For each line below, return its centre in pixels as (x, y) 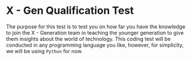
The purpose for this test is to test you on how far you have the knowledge (96, 27)
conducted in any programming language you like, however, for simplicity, (95, 45)
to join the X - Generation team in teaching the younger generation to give (95, 32)
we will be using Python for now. (44, 51)
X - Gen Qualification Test (70, 11)
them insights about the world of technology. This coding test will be (88, 39)
